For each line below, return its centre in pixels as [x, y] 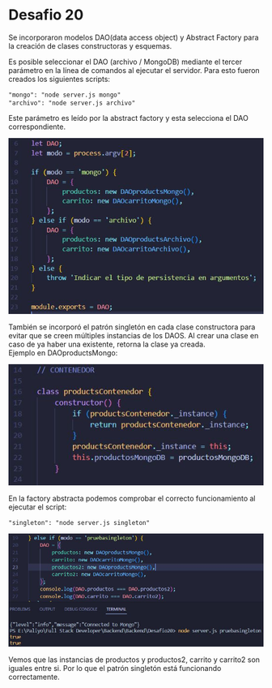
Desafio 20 [46, 15]
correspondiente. [37, 127]
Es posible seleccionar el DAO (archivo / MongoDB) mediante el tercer [125, 62]
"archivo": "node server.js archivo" [72, 103]
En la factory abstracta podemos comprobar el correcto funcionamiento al [132, 499]
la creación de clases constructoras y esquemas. [90, 45]
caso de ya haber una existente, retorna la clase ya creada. [107, 344]
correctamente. [34, 677]
